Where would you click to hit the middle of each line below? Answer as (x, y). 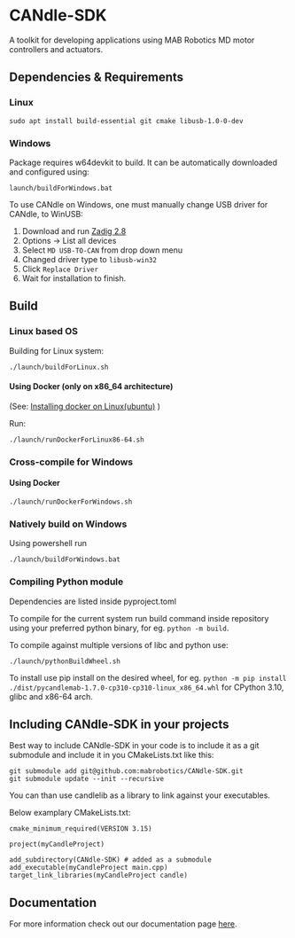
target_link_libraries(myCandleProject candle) (99, 875)
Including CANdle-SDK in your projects (119, 724)
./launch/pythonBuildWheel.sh (65, 661)
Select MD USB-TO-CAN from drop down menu (102, 250)
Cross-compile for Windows (71, 462)
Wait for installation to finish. (74, 278)
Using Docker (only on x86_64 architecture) (91, 387)
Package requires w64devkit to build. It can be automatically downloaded (143, 162)
